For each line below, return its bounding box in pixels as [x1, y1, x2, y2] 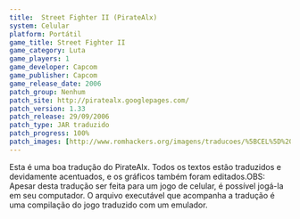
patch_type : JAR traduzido [9, 121, 110, 130]
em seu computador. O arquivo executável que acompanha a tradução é [9, 190, 275, 200]
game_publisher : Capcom [9, 71, 98, 80]
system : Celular [9, 21, 70, 30]
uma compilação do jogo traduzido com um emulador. [9, 199, 208, 210]
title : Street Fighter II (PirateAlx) [9, 12, 158, 22]
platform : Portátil [9, 29, 82, 38]
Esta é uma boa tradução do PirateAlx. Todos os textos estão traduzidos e [9, 161, 281, 172]
